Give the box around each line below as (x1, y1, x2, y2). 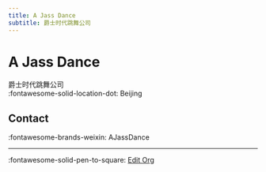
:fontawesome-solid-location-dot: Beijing (8, 88, 142, 99)
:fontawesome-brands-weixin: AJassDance (8, 133, 150, 142)
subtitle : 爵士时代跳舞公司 (8, 19, 91, 27)
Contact (8, 111, 49, 125)
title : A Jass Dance (8, 11, 77, 20)
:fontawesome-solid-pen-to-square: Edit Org (8, 155, 154, 165)
